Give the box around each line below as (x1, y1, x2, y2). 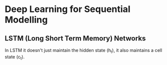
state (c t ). (5, 53, 25, 61)
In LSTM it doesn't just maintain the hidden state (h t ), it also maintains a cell (5, 47, 162, 54)
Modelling (5, 14, 48, 25)
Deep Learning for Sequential (5, 3, 131, 15)
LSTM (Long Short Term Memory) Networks (5, 34, 146, 42)
